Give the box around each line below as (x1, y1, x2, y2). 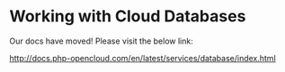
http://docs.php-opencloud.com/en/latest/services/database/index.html (9, 52, 276, 63)
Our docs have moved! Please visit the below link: (9, 36, 193, 46)
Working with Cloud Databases (9, 6, 246, 27)
